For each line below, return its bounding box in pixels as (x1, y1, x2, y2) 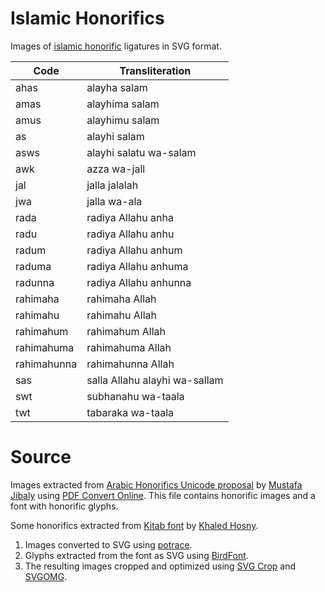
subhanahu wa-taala (86, 389, 185, 403)
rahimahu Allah (86, 308, 157, 322)
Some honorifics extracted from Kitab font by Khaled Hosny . (10, 519, 259, 531)
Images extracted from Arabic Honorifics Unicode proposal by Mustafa (10, 478, 303, 491)
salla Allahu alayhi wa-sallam (86, 373, 224, 387)
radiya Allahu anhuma (86, 259, 189, 273)
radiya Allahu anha (86, 210, 174, 224)
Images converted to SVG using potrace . (24, 538, 193, 551)
